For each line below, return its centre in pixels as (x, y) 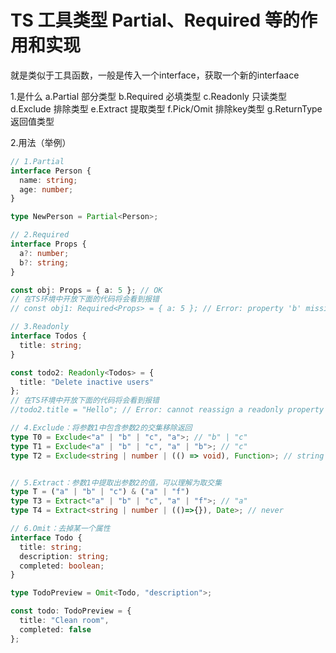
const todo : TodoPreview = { (71, 611)
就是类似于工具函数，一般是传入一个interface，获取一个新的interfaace (155, 75)
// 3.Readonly (40, 327)
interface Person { (51, 171)
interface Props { (48, 244)
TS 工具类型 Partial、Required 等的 (155, 20)
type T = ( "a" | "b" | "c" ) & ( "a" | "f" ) (100, 492)
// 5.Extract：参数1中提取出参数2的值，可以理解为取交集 (116, 482)
